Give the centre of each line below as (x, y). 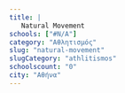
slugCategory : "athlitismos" (63, 58)
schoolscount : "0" (43, 67)
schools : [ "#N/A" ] (43, 34)
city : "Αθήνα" (35, 75)
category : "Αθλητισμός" (53, 42)
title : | (25, 17)
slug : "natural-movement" (57, 50)
